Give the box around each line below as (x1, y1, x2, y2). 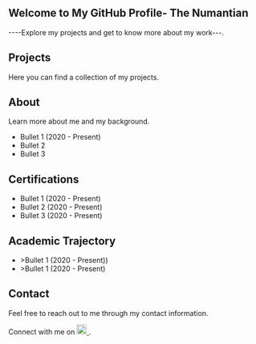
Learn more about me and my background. (8, 116, 150, 127)
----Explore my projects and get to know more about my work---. (8, 27, 225, 37)
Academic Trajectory (8, 234, 116, 248)
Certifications (8, 172, 79, 186)
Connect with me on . (8, 326, 91, 336)
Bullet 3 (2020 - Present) (19, 211, 103, 221)
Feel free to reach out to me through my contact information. (8, 308, 209, 318)
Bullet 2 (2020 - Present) (19, 202, 103, 212)
